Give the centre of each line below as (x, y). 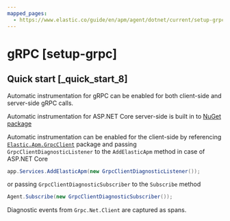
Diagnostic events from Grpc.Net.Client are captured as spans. (97, 210)
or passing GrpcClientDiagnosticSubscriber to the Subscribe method (104, 184)
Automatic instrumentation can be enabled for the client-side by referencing (114, 137)
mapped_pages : (27, 13)
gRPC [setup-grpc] (62, 54)
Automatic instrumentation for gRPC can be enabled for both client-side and (114, 95)
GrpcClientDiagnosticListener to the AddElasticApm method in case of (106, 151)
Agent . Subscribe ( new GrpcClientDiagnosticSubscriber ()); (90, 197)
